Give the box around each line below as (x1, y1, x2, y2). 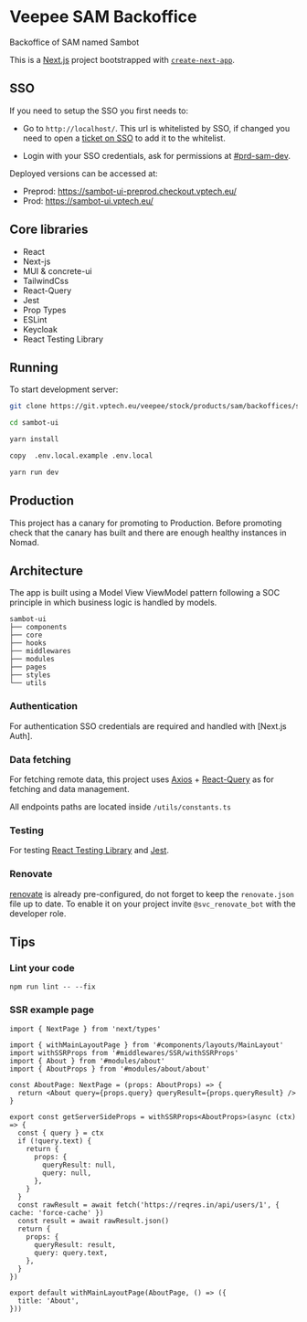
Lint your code (9, 961, 75, 974)
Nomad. (9, 536, 39, 547)
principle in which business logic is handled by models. (9, 597, 217, 608)
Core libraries (9, 222, 89, 238)
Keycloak (22, 323, 58, 334)
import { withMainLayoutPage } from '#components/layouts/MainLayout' (9, 1040, 284, 1050)
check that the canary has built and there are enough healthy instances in (9, 527, 287, 538)
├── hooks (9, 639, 48, 648)
